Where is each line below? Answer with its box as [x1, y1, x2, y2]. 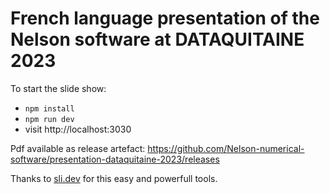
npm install [24, 103, 75, 114]
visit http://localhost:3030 [24, 123, 132, 135]
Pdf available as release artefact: [10, 142, 146, 154]
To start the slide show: [10, 82, 107, 94]
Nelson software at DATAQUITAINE [10, 28, 305, 51]
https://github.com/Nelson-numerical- [147, 142, 305, 154]
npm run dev [24, 114, 75, 124]
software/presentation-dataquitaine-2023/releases [10, 153, 220, 165]
